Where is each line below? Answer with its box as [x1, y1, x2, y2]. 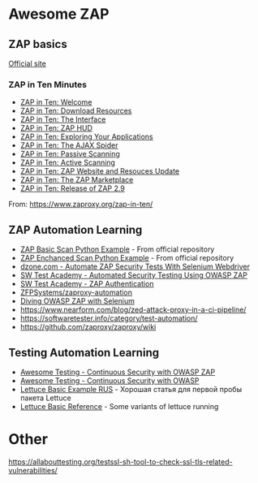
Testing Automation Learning [8, 346, 160, 360]
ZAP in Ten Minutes [8, 79, 88, 90]
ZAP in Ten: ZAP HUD [19, 123, 93, 133]
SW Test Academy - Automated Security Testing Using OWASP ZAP [19, 270, 247, 280]
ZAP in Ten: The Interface [19, 114, 106, 124]
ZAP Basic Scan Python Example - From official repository [19, 244, 215, 254]
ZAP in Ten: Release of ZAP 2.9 [19, 183, 126, 193]
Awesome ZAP [8, 5, 110, 24]
